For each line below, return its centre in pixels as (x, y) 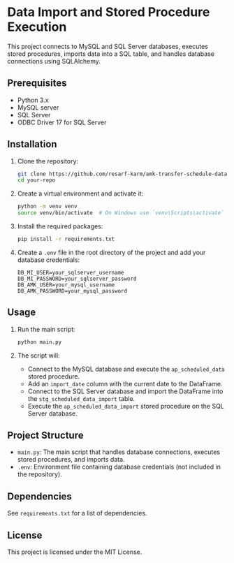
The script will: (39, 355)
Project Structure (45, 436)
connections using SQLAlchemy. (54, 61)
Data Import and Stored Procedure (109, 12)
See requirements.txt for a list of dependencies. (77, 513)
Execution (37, 27)
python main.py (39, 342)
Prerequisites (37, 83)
